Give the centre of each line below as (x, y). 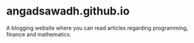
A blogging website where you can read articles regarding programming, (97, 28)
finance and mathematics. (39, 34)
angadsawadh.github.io (68, 11)
